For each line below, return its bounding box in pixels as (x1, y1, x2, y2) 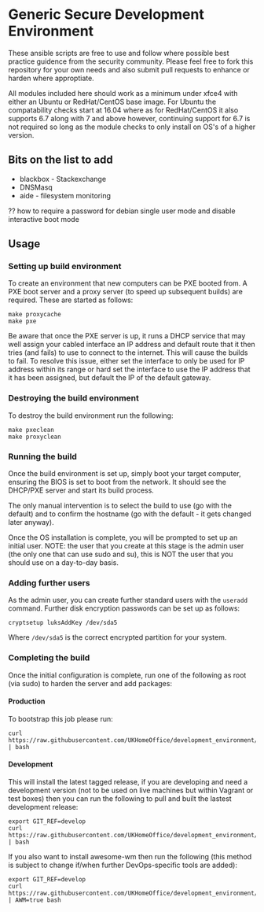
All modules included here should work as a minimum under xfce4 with (8, 88, 238, 98)
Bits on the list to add (8, 153, 113, 167)
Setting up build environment (8, 261, 122, 272)
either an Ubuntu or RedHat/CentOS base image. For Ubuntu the (8, 97, 217, 106)
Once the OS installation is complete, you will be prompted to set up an (8, 533, 238, 542)
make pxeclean (8, 426, 55, 434)
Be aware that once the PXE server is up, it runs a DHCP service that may (8, 331, 246, 341)
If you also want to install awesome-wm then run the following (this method (8, 852, 252, 862)
